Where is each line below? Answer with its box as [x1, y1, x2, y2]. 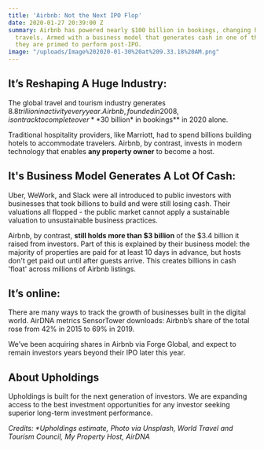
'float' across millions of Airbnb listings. [8, 264, 136, 274]
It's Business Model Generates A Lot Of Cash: [8, 170, 236, 183]
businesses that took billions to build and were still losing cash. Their [8, 198, 230, 208]
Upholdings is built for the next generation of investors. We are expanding [8, 392, 247, 401]
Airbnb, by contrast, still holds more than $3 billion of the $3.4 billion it [8, 230, 240, 240]
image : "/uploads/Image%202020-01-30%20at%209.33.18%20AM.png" [8, 48, 220, 56]
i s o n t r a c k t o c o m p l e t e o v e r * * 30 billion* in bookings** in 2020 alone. [8, 115, 229, 124]
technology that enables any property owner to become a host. [8, 146, 214, 156]
